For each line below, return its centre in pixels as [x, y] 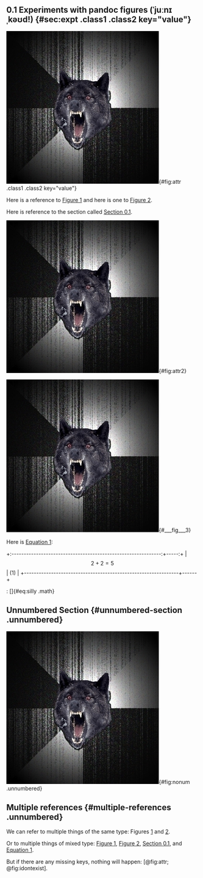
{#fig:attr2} [173, 371]
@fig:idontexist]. [27, 868]
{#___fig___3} [175, 530]
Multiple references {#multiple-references [89, 807]
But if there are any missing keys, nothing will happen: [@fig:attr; [87, 862]
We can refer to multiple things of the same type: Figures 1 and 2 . [88, 832]
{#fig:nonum [174, 782]
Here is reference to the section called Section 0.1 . [69, 212]
